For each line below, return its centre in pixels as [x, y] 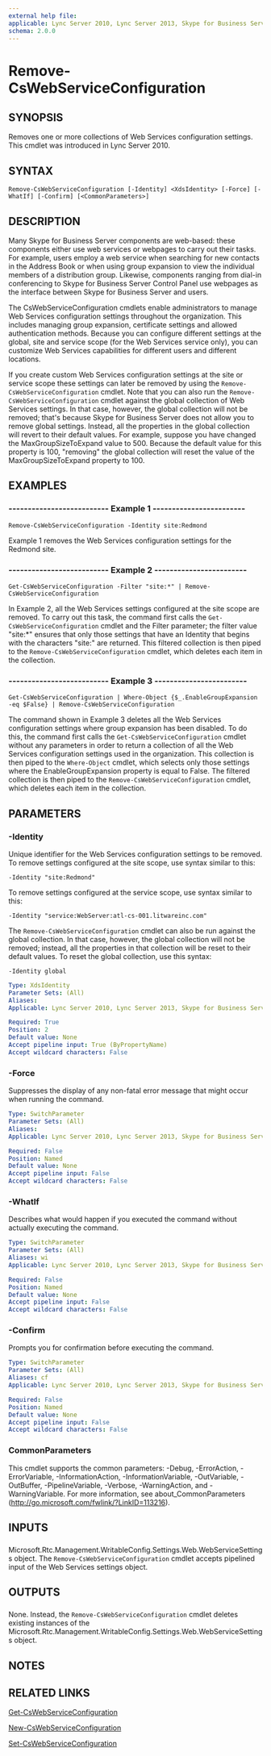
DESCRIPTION [44, 221]
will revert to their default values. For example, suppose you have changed [132, 435]
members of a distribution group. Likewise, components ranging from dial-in [135, 275]
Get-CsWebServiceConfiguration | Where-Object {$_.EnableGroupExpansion [133, 698]
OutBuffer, [25, 1485]
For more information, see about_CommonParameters [156, 1494]
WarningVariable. [37, 1494]
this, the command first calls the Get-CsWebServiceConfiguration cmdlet [127, 737]
